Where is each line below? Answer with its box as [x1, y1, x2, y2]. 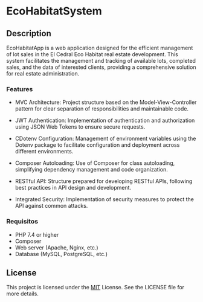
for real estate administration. [6, 70, 80, 77]
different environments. [14, 148, 74, 155]
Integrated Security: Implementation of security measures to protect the [14, 196, 195, 203]
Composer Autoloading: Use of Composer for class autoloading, [14, 159, 175, 167]
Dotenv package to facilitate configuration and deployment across [14, 141, 180, 149]
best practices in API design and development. [14, 184, 132, 191]
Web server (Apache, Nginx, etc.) [14, 243, 98, 251]
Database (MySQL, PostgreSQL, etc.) [14, 250, 108, 257]
